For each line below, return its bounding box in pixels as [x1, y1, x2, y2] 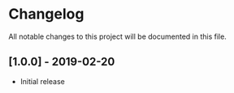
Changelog [8, 5, 84, 23]
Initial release [19, 76, 65, 86]
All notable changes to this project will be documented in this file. [8, 32, 227, 41]
